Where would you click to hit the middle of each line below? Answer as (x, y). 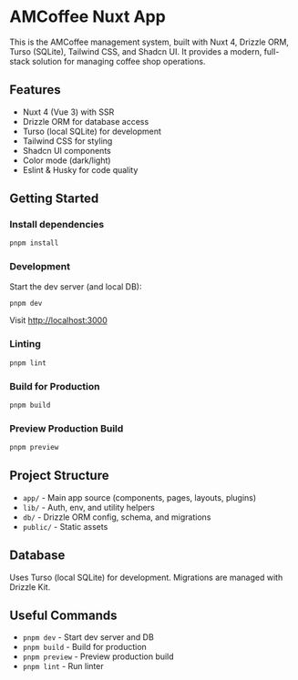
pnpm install (34, 243)
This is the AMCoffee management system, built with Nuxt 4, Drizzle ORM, (149, 42)
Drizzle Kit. (30, 587)
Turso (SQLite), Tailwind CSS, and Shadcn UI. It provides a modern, (136, 51)
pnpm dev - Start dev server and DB (88, 637)
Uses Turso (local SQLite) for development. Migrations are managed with (146, 577)
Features (35, 90)
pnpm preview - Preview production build (98, 656)
